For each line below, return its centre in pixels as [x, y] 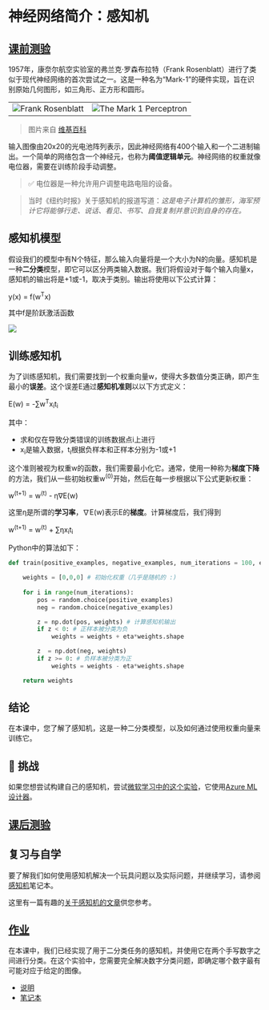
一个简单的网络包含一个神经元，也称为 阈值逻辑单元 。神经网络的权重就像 [141, 156]
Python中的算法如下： [45, 548]
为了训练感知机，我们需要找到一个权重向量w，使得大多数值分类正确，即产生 [134, 377]
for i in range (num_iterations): [78, 592]
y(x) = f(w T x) [30, 296]
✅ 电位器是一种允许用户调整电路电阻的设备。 [102, 184]
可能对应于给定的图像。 [47, 971]
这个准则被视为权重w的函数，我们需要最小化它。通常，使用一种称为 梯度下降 [134, 468]
